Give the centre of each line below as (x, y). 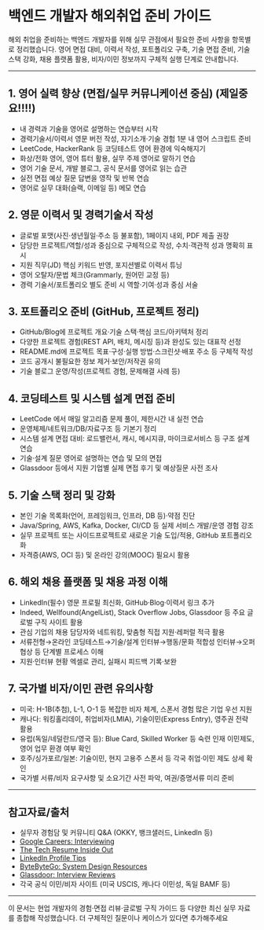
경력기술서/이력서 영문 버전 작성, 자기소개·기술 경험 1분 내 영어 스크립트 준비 (135, 138)
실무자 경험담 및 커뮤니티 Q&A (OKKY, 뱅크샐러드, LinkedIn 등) (116, 833)
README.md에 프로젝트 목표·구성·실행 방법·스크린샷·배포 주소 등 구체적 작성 (136, 351)
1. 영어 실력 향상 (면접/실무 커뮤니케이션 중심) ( (114, 94)
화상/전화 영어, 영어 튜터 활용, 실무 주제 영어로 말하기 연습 (108, 158)
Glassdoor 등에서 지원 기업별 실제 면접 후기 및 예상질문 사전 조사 (119, 468)
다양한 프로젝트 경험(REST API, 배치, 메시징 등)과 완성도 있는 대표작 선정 (130, 342)
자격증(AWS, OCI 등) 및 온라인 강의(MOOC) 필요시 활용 (104, 555)
